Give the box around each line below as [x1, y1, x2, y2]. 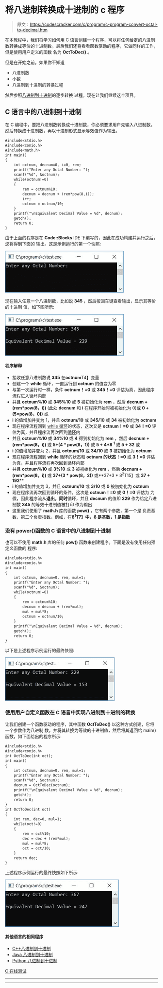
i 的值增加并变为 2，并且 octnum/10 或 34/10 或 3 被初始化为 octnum [12, 448, 152, 454]
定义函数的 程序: [5, 546, 37, 551]
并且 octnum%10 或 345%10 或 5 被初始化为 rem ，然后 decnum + [12, 399, 148, 405]
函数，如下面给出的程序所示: [5, 733, 62, 739]
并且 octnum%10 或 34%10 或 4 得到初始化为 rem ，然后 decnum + [12, 435, 149, 441]
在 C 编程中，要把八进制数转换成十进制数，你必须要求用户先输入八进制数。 [5, 122, 155, 127]
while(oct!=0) [14, 821, 42, 827]
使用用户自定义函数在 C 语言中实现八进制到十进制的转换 [5, 709, 135, 716]
